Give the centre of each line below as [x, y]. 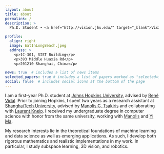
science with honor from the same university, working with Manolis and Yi [79, 116]
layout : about [20, 10]
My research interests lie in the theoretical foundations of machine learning [81, 131]
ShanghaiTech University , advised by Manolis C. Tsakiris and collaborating [80, 106]
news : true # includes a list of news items [52, 73]
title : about [18, 14]
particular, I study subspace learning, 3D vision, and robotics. [67, 146]
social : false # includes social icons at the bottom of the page [75, 82]
